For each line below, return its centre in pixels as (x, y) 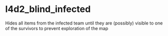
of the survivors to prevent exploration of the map (57, 28)
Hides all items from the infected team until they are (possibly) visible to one (84, 23)
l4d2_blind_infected (48, 9)
